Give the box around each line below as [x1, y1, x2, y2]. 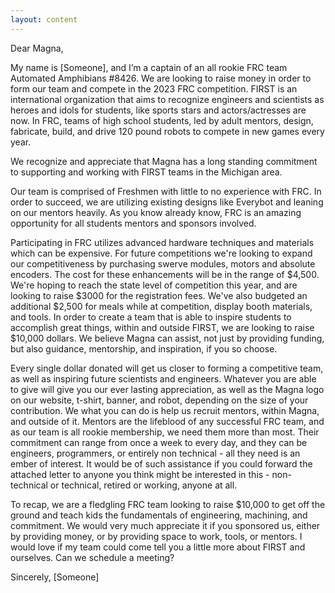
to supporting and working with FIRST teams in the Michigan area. [10, 166, 283, 178]
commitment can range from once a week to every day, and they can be [10, 436, 308, 448]
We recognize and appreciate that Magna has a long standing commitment [10, 155, 318, 167]
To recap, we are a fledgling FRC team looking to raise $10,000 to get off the [10, 498, 326, 510]
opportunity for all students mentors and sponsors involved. [10, 217, 257, 229]
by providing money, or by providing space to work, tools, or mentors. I [10, 530, 303, 542]
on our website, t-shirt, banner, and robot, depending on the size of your [10, 394, 309, 406]
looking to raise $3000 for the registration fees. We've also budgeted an [10, 289, 308, 301]
